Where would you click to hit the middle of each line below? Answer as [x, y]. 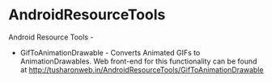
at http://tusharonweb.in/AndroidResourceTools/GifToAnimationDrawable [142, 69]
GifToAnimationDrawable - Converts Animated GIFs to [110, 52]
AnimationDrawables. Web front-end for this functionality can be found [138, 61]
